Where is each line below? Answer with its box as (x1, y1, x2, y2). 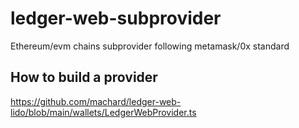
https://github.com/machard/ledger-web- (10, 95, 182, 107)
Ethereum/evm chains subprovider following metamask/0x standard (10, 40, 290, 52)
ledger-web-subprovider (10, 7, 222, 30)
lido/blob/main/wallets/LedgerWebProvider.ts (10, 106, 197, 118)
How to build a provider (10, 69, 158, 86)
